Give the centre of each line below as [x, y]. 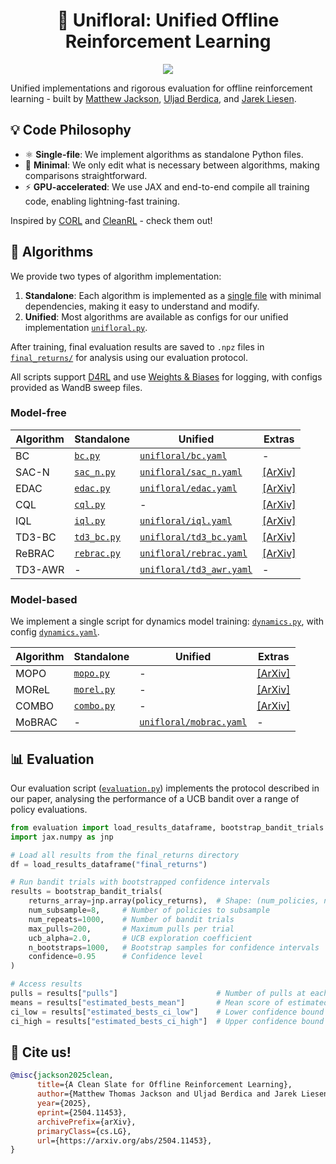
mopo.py [91, 673]
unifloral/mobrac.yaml [193, 722]
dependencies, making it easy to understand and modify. [142, 306]
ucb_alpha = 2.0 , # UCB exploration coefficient [140, 938]
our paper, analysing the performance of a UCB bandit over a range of [155, 798]
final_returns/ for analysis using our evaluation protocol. [129, 357]
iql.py [90, 520]
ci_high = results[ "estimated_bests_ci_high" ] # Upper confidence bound [167, 1021]
